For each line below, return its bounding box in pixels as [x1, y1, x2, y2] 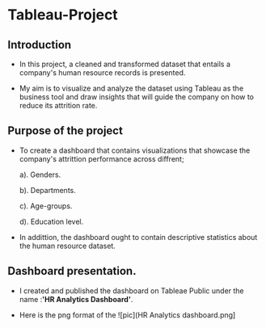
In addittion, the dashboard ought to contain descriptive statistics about [19, 232, 258, 242]
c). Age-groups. [19, 200, 73, 211]
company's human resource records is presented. [19, 68, 186, 78]
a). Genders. [19, 170, 61, 179]
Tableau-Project [7, 6, 118, 24]
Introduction [7, 38, 72, 52]
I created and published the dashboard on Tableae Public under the [19, 285, 244, 296]
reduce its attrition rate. [19, 101, 98, 110]
